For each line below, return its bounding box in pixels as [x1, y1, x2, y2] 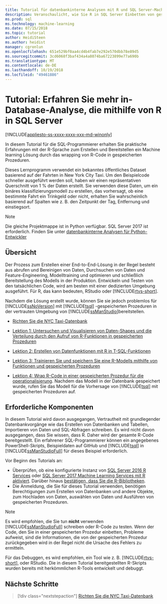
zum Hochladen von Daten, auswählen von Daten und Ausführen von [12, 494, 154, 500]
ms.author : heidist [5, 40, 46, 45]
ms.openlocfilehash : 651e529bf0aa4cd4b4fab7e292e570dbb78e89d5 [5, 49, 139, 54]
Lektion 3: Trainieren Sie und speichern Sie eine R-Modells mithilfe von [12, 357, 158, 363]
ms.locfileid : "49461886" [5, 72, 59, 77]
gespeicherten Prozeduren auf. [12, 388, 76, 394]
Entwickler [5, 234, 27, 240]
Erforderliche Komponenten [5, 403, 93, 412]
